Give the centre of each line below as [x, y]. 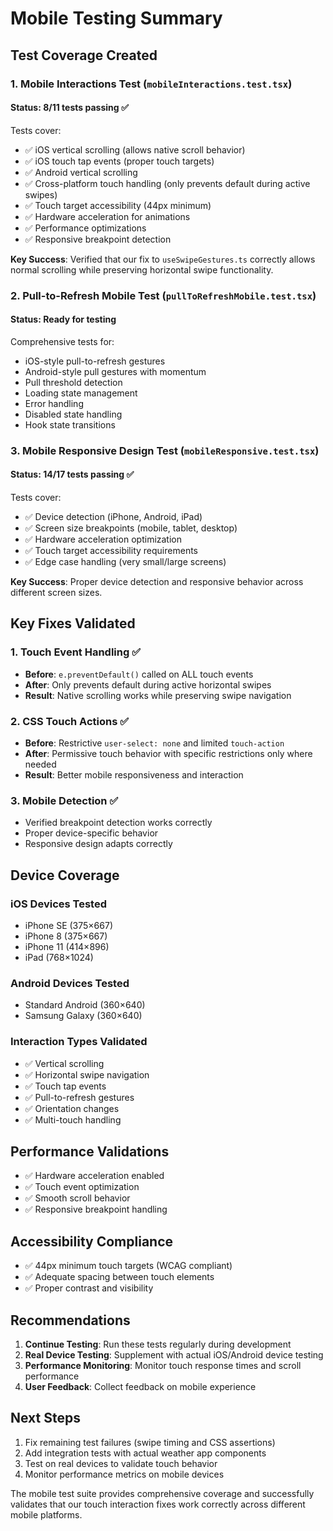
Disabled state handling [73, 414]
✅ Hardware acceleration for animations [107, 216]
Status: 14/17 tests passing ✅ [72, 474]
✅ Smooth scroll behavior [77, 1198]
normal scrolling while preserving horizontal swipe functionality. [142, 269]
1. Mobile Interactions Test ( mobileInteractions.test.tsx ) [151, 84]
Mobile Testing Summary [116, 18]
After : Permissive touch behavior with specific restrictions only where [168, 753]
